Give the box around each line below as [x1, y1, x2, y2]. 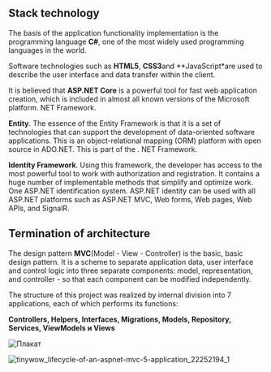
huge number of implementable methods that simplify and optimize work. [8, 177, 254, 187]
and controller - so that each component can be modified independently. [8, 274, 252, 283]
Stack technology [8, 6, 100, 20]
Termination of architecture [8, 227, 151, 240]
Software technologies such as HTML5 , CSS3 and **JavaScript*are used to [8, 61, 263, 71]
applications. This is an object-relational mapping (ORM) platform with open [8, 136, 262, 145]
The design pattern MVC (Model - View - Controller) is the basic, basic [8, 248, 243, 258]
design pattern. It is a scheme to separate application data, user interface [8, 257, 254, 266]
